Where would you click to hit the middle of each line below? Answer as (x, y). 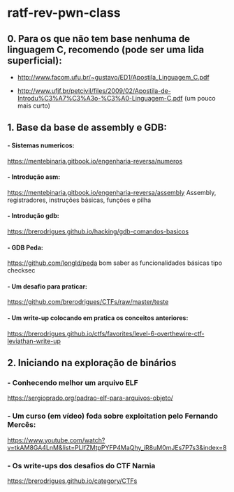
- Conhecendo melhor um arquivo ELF (73, 382)
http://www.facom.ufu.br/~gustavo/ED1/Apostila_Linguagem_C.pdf (113, 77)
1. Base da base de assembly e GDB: (87, 128)
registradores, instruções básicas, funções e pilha (79, 200)
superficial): (35, 60)
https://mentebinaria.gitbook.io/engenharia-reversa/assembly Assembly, (112, 192)
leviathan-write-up (34, 341)
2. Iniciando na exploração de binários (92, 363)
